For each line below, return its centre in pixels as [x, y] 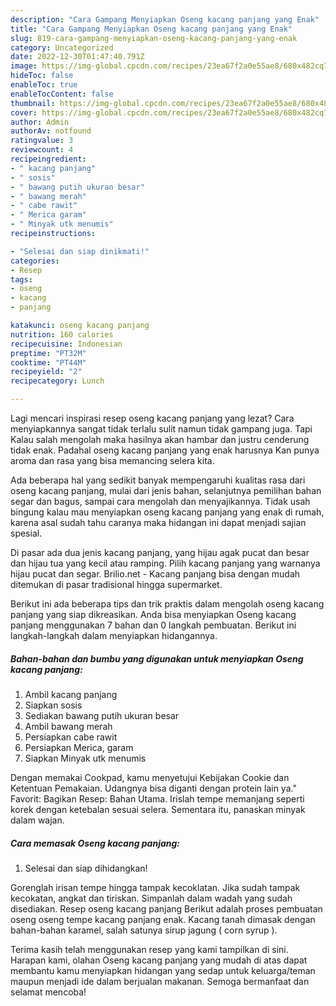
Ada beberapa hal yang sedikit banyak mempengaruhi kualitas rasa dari [158, 480]
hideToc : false [42, 76]
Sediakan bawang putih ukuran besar [102, 715]
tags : [21, 279]
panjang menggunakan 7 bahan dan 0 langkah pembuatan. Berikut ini [153, 625]
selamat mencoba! [48, 992]
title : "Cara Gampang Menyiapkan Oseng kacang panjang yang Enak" [151, 29]
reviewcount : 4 [42, 150]
